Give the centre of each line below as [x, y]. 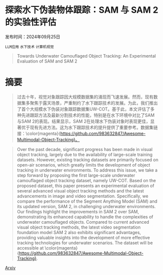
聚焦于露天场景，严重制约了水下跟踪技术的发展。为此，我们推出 [94, 103]
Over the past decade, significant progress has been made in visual [85, 149]
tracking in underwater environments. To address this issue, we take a [87, 170]
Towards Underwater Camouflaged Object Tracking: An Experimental [86, 56]
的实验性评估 [31, 22]
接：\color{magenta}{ [39, 133]
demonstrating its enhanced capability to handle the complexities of [85, 217]
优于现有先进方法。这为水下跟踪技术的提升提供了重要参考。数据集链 [90, 127]
